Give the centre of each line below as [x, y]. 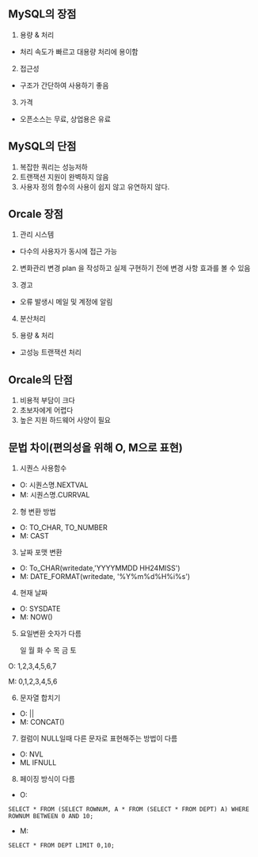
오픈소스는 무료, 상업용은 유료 [65, 119]
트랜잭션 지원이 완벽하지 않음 [64, 177]
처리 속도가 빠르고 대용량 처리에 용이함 [79, 51]
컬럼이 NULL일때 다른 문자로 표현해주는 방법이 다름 [99, 738]
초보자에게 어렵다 [46, 410]
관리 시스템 [37, 234]
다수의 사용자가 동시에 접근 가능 [68, 251]
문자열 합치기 [40, 698]
